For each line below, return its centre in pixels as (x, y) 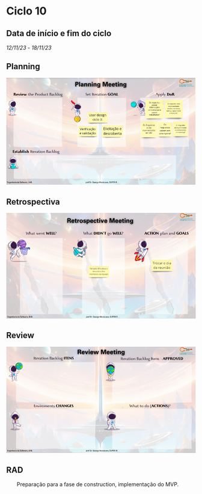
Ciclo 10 (26, 11)
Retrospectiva (33, 202)
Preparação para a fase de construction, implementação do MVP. (98, 484)
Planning (23, 66)
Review (20, 335)
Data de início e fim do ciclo (59, 33)
